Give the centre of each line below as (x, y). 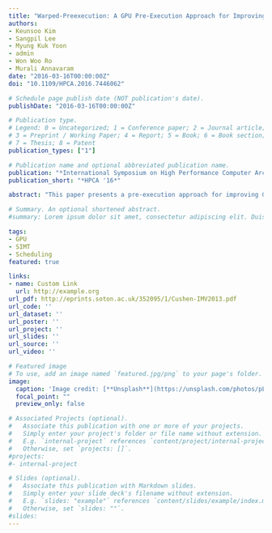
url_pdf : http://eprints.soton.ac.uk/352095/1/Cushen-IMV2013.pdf (123, 299)
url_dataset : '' (36, 314)
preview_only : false (50, 404)
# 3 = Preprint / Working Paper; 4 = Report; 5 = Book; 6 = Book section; (137, 136)
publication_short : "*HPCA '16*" (65, 180)
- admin (21, 53)
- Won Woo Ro (30, 62)
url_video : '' (32, 352)
